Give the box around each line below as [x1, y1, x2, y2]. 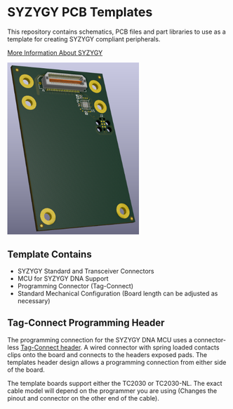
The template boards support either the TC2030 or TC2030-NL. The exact [7, 379, 222, 387]
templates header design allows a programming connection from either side [7, 358, 227, 366]
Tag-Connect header [20, 343, 81, 351]
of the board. [7, 366, 46, 374]
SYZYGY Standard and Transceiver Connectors [17, 267, 154, 276]
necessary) [17, 297, 51, 305]
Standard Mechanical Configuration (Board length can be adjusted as [17, 289, 218, 298]
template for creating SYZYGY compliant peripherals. [7, 34, 161, 43]
